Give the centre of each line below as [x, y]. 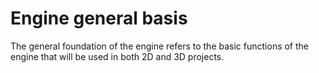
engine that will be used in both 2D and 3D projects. [117, 56]
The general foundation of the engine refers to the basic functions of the [160, 46]
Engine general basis [99, 18]
